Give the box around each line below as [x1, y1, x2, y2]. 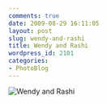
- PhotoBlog [8, 64, 49, 73]
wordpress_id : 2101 [8, 49, 75, 57]
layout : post [8, 27, 53, 35]
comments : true [8, 11, 60, 20]
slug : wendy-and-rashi [8, 34, 85, 43]
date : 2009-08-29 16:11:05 [8, 19, 100, 27]
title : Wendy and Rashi [8, 42, 89, 50]
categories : [8, 57, 49, 65]
